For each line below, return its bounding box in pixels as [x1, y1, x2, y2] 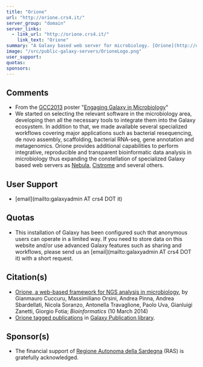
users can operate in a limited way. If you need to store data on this [14, 235, 182, 242]
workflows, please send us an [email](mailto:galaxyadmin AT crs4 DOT [14, 248, 192, 255]
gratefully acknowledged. [14, 354, 79, 361]
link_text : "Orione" [17, 37, 69, 43]
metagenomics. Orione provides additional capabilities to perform [14, 142, 179, 150]
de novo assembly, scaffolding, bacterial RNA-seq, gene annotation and [14, 136, 195, 143]
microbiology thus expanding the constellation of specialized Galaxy [14, 155, 185, 162]
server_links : [6, 25, 42, 32]
